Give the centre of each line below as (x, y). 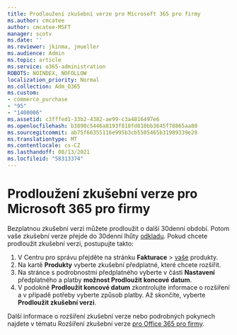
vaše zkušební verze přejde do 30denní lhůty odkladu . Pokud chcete (108, 236)
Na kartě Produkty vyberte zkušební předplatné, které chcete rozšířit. (119, 265)
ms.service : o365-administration (57, 67)
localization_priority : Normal (53, 80)
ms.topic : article (34, 60)
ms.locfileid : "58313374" (45, 159)
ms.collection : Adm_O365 (44, 86)
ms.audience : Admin (36, 54)
